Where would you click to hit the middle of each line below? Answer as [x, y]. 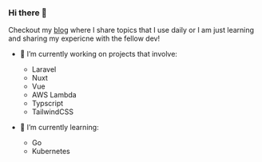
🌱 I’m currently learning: [59, 128]
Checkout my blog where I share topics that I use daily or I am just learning [131, 30]
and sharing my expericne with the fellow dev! [84, 38]
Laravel [44, 69]
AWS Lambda [54, 95]
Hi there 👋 [28, 13]
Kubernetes [51, 152]
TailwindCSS [53, 112]
